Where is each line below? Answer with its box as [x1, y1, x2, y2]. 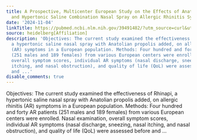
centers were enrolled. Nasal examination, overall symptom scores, [6, 115, 168, 122]
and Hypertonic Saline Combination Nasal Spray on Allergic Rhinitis [11, 14, 185, 20]
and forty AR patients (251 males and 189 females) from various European [6, 109, 184, 116]
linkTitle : [6, 25, 33, 31]
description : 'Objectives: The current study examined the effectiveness [6, 36, 191, 42]
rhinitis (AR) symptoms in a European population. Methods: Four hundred [6, 103, 183, 110]
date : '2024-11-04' [6, 19, 54, 25]
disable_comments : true [6, 74, 64, 80]
